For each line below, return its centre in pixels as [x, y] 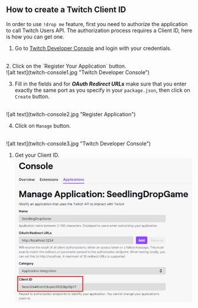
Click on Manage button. [43, 126]
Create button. [32, 96]
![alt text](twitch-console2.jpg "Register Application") [71, 114]
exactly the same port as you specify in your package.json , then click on [102, 90]
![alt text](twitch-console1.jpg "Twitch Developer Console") [78, 72]
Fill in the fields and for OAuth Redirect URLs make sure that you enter [100, 84]
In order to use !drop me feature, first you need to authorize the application [97, 24]
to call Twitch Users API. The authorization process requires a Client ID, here [99, 30]
